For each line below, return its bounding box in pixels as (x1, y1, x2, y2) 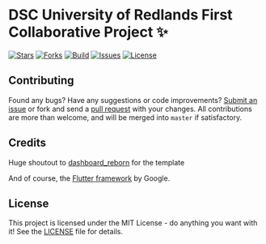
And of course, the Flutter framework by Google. (8, 173, 171, 183)
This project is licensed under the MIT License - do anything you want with (8, 218, 258, 228)
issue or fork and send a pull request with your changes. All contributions (8, 104, 252, 113)
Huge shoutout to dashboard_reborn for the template (8, 157, 185, 167)
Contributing (8, 74, 74, 88)
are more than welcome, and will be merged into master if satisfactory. (8, 112, 243, 122)
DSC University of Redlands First (8, 6, 233, 24)
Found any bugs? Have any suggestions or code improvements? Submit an (8, 95, 258, 105)
